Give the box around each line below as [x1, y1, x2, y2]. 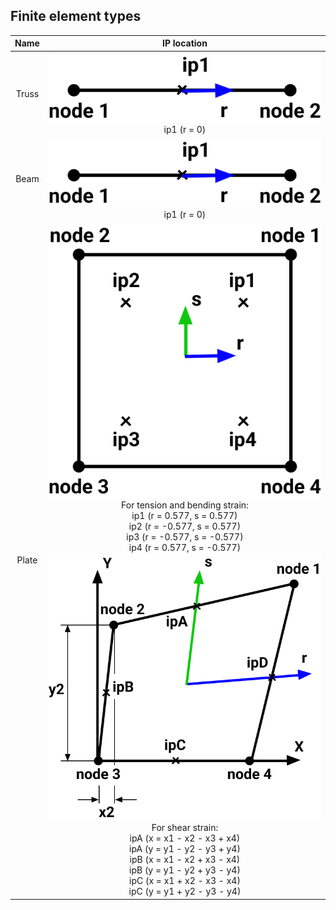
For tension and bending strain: [121, 499, 249, 511]
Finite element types [10, 8, 142, 25]
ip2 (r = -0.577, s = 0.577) [128, 520, 242, 533]
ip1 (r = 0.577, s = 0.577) [131, 510, 238, 522]
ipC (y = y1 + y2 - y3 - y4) [128, 885, 242, 898]
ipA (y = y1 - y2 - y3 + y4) [129, 843, 241, 855]
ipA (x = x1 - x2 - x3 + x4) [129, 832, 241, 844]
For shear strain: [151, 822, 219, 834]
